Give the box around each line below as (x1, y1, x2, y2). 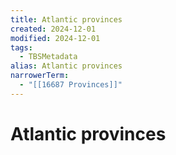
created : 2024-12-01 (10, 24, 97, 34)
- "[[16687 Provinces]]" (19, 80, 123, 90)
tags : (10, 42, 33, 53)
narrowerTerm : (10, 71, 70, 81)
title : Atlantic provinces (10, 14, 123, 25)
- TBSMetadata (19, 52, 78, 62)
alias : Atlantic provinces (10, 61, 123, 71)
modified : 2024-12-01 (10, 33, 101, 43)
